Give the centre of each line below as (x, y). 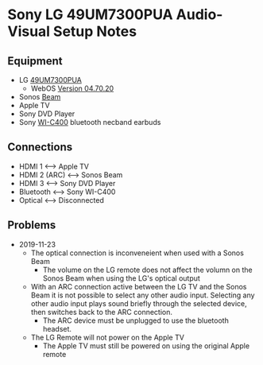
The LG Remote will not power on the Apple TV (107, 337)
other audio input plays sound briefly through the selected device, (139, 303)
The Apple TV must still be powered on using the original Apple (146, 346)
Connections (40, 148)
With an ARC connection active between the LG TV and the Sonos (139, 286)
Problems (32, 225)
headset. (57, 328)
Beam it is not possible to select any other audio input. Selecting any (143, 295)
